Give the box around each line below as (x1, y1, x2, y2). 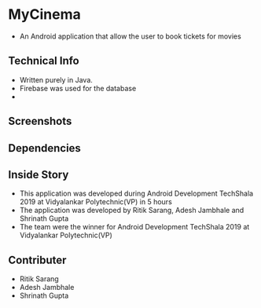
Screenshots (8, 115, 72, 128)
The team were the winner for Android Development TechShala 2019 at (19, 222, 250, 232)
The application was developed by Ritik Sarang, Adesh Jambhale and (19, 206, 244, 215)
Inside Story (8, 167, 69, 181)
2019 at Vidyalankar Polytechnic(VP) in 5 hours (19, 197, 173, 207)
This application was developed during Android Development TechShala (19, 189, 254, 198)
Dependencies (8, 141, 81, 155)
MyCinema (8, 5, 81, 24)
